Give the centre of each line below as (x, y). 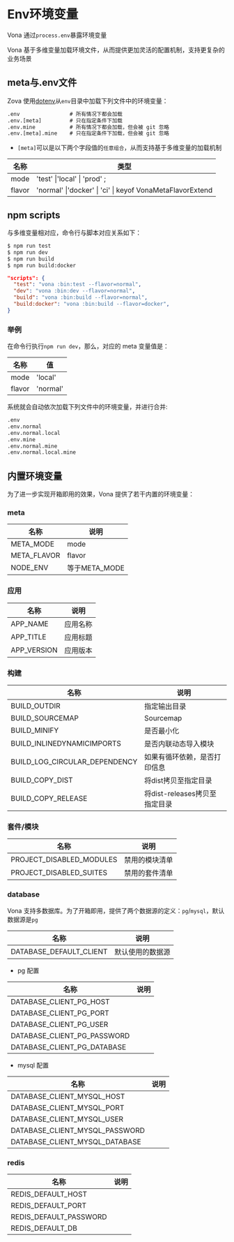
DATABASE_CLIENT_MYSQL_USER (67, 1119)
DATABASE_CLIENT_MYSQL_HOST (68, 1096)
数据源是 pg (23, 919)
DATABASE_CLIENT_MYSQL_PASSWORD (78, 1130)
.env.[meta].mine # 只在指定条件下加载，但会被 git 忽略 (88, 133)
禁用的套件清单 (149, 873)
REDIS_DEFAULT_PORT (49, 1205)
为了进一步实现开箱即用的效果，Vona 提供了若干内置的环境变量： (101, 494)
